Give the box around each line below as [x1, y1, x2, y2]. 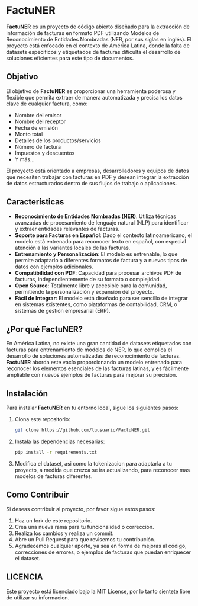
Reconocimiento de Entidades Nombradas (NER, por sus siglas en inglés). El [6, 36, 192, 43]
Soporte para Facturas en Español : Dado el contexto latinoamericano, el [14, 232, 192, 239]
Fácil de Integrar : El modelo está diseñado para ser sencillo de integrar [14, 294, 188, 302]
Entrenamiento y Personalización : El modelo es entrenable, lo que [14, 250, 178, 258]
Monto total [14, 130, 43, 137]
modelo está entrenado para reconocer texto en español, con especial [14, 238, 186, 245]
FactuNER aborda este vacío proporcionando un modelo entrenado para [6, 359, 182, 366]
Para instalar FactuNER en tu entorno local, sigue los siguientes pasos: [6, 404, 179, 412]
